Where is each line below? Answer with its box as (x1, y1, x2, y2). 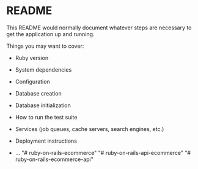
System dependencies (15, 66, 72, 73)
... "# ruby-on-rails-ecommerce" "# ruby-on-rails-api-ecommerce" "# (15, 149, 191, 156)
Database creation (15, 89, 62, 97)
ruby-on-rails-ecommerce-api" (15, 156, 94, 163)
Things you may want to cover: (6, 42, 84, 50)
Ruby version (15, 54, 49, 61)
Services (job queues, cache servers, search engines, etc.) (15, 125, 164, 132)
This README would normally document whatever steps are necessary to (6, 24, 192, 31)
